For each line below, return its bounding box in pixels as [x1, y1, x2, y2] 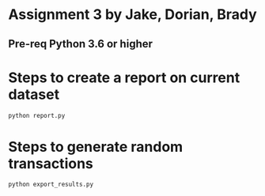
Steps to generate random [8, 138, 184, 156]
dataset [8, 85, 60, 104]
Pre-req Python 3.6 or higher [8, 37, 153, 51]
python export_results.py [8, 180, 93, 189]
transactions [8, 154, 93, 172]
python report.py [8, 111, 66, 119]
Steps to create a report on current [8, 69, 240, 86]
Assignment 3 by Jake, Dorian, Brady [8, 6, 257, 24]
